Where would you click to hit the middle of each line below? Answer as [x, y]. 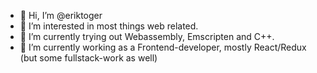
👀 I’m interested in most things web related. [109, 26]
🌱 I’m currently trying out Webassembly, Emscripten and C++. [147, 36]
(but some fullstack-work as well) [88, 58]
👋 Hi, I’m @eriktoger [61, 15]
